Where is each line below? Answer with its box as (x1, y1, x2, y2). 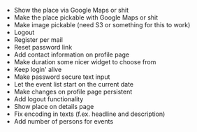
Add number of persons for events (13, 117, 114, 125)
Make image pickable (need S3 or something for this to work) (13, 21, 191, 29)
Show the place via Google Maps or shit (13, 6, 129, 14)
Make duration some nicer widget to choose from (13, 58, 156, 66)
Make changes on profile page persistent (13, 87, 133, 96)
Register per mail (13, 36, 63, 44)
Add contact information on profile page (13, 50, 130, 59)
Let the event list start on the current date (13, 80, 134, 88)
